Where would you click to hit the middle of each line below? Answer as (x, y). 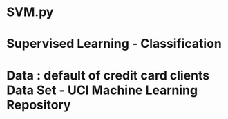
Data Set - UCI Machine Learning (102, 90)
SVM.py (30, 12)
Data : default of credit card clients (108, 75)
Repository (39, 105)
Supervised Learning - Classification (114, 44)
